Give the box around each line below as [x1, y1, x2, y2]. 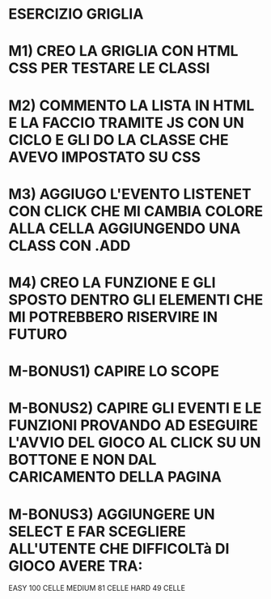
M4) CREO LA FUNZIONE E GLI [8, 273, 216, 291]
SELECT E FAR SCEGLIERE [8, 522, 186, 541]
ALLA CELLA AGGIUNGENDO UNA [8, 219, 241, 237]
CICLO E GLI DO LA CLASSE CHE [8, 130, 229, 149]
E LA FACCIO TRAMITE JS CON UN [8, 113, 244, 132]
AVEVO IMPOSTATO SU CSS [8, 147, 201, 166]
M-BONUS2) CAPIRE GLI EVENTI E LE [8, 399, 262, 418]
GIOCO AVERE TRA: [8, 556, 143, 575]
